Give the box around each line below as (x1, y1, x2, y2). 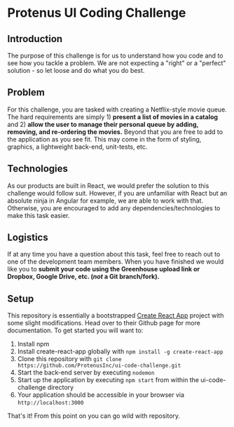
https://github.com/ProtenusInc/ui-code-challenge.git (17, 362, 181, 370)
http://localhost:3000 (17, 400, 84, 407)
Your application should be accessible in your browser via (17, 391, 184, 399)
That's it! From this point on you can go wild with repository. (7, 412, 181, 420)
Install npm (17, 340, 50, 348)
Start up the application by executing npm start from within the (17, 376, 200, 384)
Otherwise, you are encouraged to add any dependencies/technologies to (7, 203, 221, 212)
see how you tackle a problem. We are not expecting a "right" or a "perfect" (7, 59, 226, 67)
